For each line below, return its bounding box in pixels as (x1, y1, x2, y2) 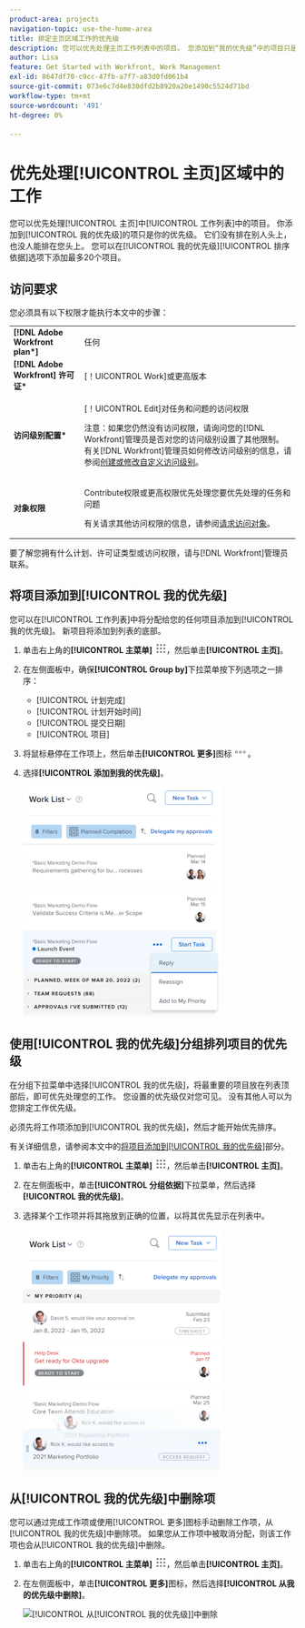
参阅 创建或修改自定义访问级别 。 (84, 457, 204, 467)
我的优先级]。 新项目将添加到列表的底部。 (9, 625, 166, 636)
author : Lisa (9, 53, 59, 63)
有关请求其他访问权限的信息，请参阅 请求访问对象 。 (84, 518, 275, 528)
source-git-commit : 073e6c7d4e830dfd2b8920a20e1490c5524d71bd (9, 82, 250, 91)
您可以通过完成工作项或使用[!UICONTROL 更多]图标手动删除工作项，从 (9, 1517, 274, 1528)
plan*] (13, 346, 39, 357)
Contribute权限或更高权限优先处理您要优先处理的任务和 (84, 487, 291, 497)
